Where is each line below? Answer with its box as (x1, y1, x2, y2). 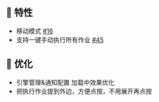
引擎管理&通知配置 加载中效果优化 (15, 78, 115, 87)
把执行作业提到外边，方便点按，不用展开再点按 (15, 87, 152, 95)
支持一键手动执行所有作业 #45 (15, 35, 104, 44)
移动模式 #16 (15, 27, 53, 35)
